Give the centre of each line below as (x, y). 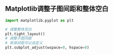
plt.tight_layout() (25, 34)
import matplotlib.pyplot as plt (39, 20)
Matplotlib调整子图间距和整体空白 (57, 9)
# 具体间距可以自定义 (24, 43)
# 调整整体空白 (19, 29)
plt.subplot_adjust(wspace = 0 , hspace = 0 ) (47, 48)
